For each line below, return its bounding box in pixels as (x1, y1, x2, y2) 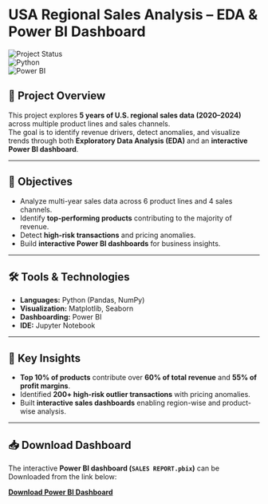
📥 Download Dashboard (8, 438, 132, 452)
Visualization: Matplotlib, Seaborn (19, 304, 134, 313)
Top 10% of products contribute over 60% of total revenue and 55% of (19, 373, 258, 383)
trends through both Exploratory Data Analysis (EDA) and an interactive (8, 136, 248, 145)
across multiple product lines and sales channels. (8, 118, 171, 129)
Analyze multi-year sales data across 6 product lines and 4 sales (19, 196, 233, 205)
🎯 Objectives (8, 175, 73, 189)
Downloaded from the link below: (8, 472, 117, 481)
